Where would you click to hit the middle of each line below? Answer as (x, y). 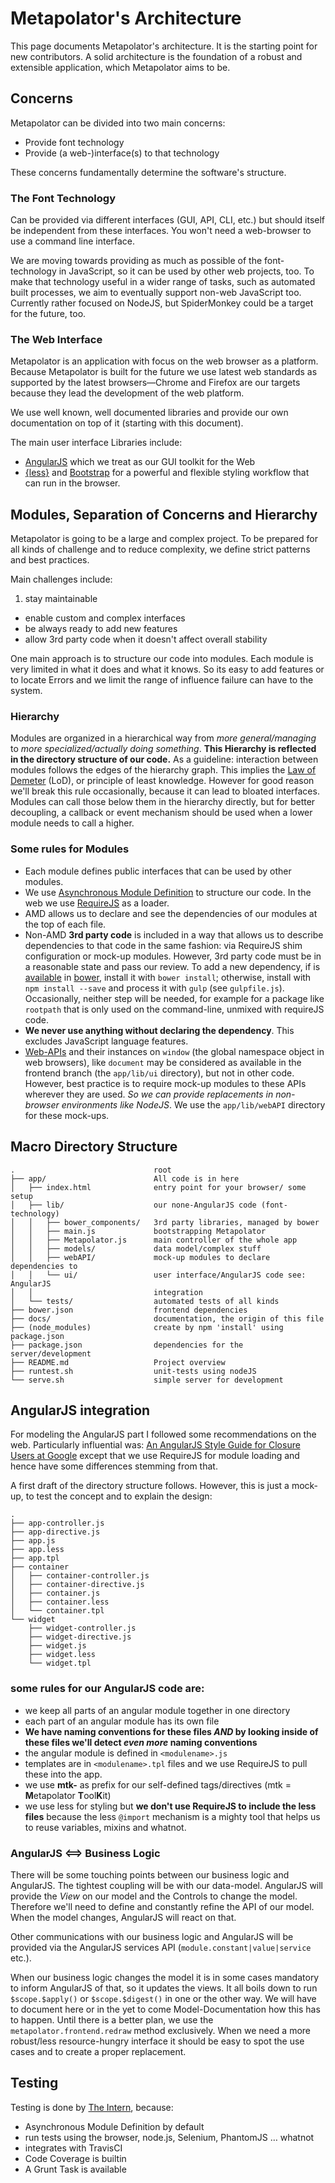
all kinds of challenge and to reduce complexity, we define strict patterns (160, 549)
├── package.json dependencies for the (127, 1345)
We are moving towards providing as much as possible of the (136, 261)
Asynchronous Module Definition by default (114, 2126)
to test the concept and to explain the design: (119, 1496)
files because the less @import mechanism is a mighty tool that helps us (172, 1816)
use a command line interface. (73, 241)
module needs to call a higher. (72, 823)
